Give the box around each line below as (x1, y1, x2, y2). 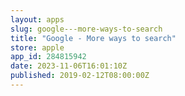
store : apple (10, 42, 65, 53)
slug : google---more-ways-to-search (10, 24, 163, 34)
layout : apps (10, 14, 65, 25)
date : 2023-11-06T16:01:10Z (10, 61, 128, 71)
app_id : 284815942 (10, 52, 87, 62)
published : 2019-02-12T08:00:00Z (10, 71, 150, 81)
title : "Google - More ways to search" (10, 33, 177, 43)
